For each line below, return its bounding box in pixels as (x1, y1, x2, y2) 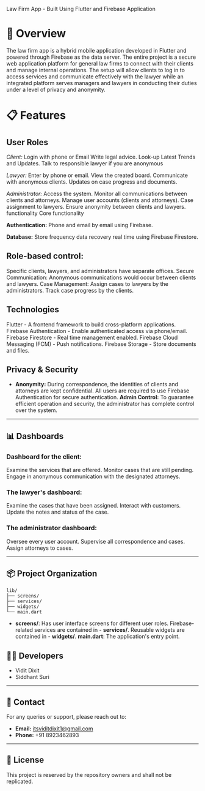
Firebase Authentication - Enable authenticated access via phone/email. (6, 327, 187, 334)
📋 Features (6, 108, 66, 122)
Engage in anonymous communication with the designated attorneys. (6, 473, 181, 480)
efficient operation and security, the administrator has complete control (15, 400, 195, 408)
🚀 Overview (6, 27, 66, 40)
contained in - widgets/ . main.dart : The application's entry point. (15, 633, 180, 640)
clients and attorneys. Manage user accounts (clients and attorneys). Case (6, 196, 194, 204)
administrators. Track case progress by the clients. (6, 287, 134, 294)
